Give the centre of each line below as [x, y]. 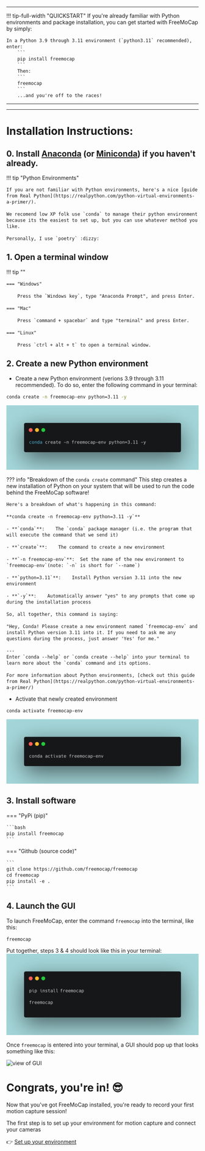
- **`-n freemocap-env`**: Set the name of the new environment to [95, 559]
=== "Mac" [19, 308]
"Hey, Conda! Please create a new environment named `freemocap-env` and [102, 626]
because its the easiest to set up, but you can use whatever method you [102, 220]
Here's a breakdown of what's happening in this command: [81, 504]
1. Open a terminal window [57, 257]
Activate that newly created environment [66, 699]
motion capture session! [37, 1111]
